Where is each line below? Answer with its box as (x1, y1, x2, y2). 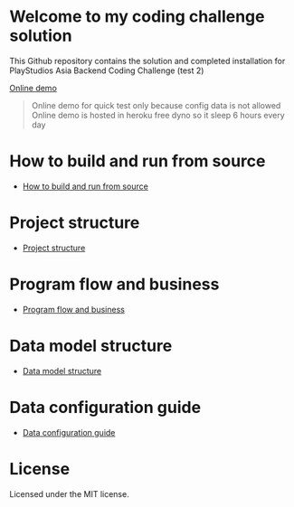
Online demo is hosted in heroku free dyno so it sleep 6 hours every (31, 109, 285, 120)
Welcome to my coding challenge (9, 6, 265, 27)
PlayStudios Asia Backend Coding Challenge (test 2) (9, 65, 204, 76)
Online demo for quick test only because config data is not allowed (31, 99, 281, 110)
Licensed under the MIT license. (9, 488, 129, 499)
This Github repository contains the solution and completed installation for (9, 55, 286, 66)
